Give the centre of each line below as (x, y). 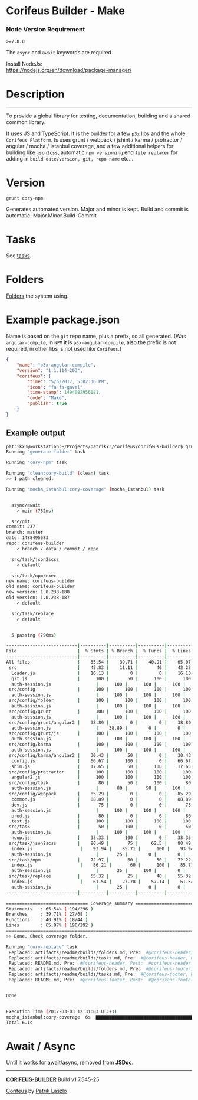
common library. (26, 122)
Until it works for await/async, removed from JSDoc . (70, 1063)
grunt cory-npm (25, 198)
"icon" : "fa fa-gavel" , (56, 387)
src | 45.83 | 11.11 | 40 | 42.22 (100, 667)
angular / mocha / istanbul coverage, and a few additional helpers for (90, 146)
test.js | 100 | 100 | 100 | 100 (101, 821)
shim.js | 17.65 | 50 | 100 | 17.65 (101, 766)
